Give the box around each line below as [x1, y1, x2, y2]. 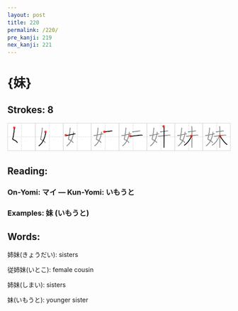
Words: [7, 231, 40, 243]
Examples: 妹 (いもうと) [7, 208, 90, 218]
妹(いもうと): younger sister [7, 295, 89, 305]
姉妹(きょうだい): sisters [7, 251, 79, 259]
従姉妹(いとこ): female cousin [7, 266, 94, 274]
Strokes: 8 [7, 104, 54, 116]
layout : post [7, 11, 46, 18]
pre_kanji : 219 [7, 34, 52, 41]
